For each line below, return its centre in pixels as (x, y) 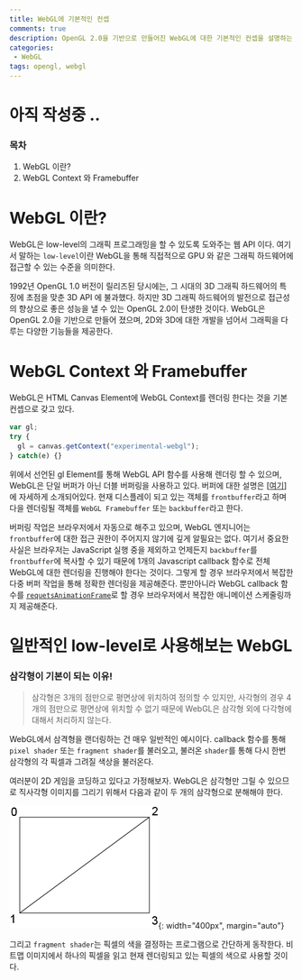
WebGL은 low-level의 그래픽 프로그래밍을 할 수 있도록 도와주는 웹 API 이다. (142, 244)
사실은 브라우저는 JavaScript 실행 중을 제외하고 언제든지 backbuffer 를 (133, 549)
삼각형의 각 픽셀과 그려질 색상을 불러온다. (82, 762)
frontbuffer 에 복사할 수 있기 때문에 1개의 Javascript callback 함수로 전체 (140, 561)
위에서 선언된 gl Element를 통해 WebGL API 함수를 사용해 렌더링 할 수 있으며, (146, 474)
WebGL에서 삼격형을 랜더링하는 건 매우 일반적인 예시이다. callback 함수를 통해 (148, 739)
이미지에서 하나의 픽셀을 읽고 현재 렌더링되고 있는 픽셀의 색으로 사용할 (149, 956)
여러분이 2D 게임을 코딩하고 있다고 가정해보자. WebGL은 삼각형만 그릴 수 (137, 781)
